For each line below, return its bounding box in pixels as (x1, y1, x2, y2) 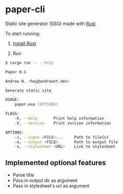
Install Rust (12, 40, 36, 47)
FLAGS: (5, 111, 19, 116)
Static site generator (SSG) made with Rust (5, 20, 96, 27)
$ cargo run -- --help (5, 60, 54, 65)
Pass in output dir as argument (12, 178, 78, 184)
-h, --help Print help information (14, 116, 104, 121)
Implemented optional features (5, 158, 106, 167)
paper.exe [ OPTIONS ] (14, 102, 58, 107)
